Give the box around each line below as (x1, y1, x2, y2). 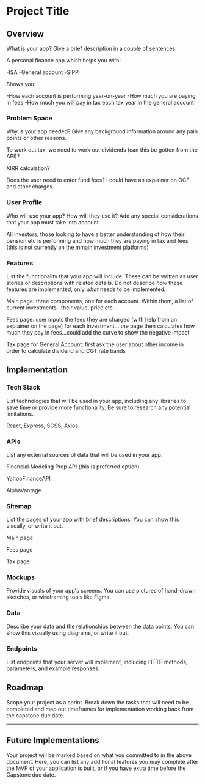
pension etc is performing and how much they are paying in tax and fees (6, 237, 189, 244)
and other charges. (6, 183, 54, 190)
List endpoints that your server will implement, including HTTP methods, (6, 659, 188, 666)
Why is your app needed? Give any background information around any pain (6, 128, 198, 135)
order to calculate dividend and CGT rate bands (6, 347, 126, 354)
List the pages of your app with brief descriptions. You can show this (6, 516, 179, 523)
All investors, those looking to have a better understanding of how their (6, 231, 185, 238)
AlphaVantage (6, 486, 41, 494)
